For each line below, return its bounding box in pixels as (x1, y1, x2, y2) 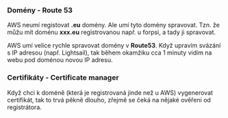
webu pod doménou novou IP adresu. (7, 56, 113, 64)
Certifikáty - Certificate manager (7, 73, 119, 83)
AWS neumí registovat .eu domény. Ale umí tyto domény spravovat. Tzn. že (7, 21, 220, 29)
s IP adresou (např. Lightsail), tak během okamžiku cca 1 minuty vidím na (7, 48, 212, 57)
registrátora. (7, 103, 42, 111)
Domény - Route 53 (7, 5, 73, 15)
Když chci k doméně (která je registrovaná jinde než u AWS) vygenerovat (7, 88, 214, 97)
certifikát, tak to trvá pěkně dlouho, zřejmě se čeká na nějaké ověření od (7, 95, 211, 104)
